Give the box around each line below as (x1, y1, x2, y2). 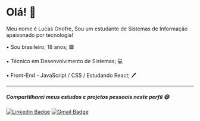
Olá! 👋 (6, 5, 36, 19)
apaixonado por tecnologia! (6, 31, 73, 38)
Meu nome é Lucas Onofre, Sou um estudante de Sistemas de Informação (6, 25, 188, 32)
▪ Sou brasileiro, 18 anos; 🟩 (6, 43, 74, 50)
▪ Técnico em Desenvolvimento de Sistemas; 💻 (6, 57, 123, 64)
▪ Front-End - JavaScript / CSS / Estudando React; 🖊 (6, 72, 137, 79)
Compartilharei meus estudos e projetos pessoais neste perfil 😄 (6, 93, 170, 100)
